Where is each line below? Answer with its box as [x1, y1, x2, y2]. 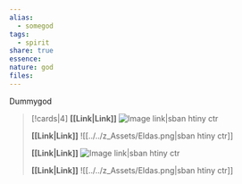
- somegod [17, 21, 54, 30]
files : [9, 71, 34, 80]
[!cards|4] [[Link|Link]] [30, 113, 118, 123]
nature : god [9, 63, 54, 72]
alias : [9, 13, 34, 22]
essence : [9, 54, 42, 63]
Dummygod [9, 96, 52, 106]
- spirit [17, 38, 50, 47]
